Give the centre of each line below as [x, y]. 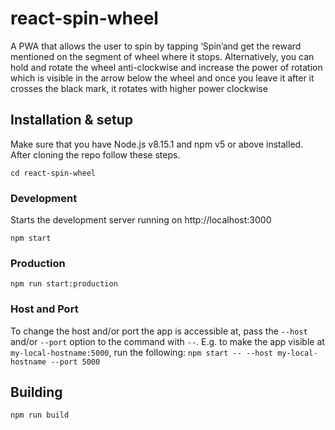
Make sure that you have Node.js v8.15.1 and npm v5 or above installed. [157, 144]
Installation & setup [71, 120]
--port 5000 [75, 362]
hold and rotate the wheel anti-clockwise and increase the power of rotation [166, 67]
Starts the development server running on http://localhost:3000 [141, 220]
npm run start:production [64, 284]
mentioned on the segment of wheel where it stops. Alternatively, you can [162, 56]
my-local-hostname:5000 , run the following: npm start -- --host [141, 352]
